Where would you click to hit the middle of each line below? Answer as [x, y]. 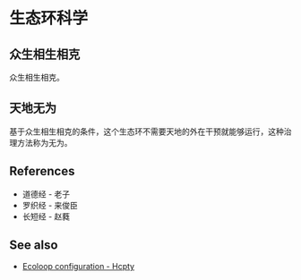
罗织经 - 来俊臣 [50, 205]
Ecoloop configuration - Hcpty [78, 267]
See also [34, 246]
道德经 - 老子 [46, 194]
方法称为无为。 [44, 142]
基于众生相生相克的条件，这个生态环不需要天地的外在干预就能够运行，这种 [146, 132]
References [42, 171]
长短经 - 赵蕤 [46, 216]
